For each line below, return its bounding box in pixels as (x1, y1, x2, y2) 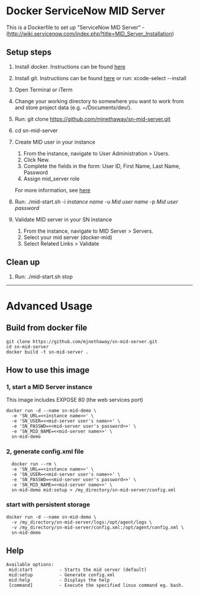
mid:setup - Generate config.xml (8, 571, 115, 578)
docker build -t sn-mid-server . (6, 349, 89, 355)
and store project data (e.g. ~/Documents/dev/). (14, 104, 132, 111)
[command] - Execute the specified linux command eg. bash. (8, 582, 184, 588)
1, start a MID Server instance (6, 383, 93, 391)
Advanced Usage (6, 299, 93, 313)
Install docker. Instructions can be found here (14, 63, 126, 70)
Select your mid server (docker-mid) (23, 233, 113, 241)
